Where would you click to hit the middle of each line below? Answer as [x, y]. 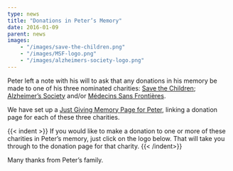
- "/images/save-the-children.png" [73, 47]
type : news [23, 14]
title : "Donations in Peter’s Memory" [65, 21]
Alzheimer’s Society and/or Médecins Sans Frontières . [87, 95]
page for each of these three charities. [64, 117]
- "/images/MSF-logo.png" [59, 54]
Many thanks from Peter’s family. [55, 160]
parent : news [27, 34]
